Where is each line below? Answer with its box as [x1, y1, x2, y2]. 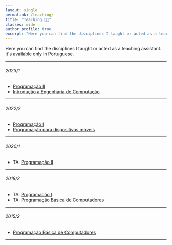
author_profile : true [5, 27, 52, 32]
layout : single [5, 7, 38, 13]
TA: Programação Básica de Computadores [12, 197, 104, 203]
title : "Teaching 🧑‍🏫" [5, 17, 52, 22]
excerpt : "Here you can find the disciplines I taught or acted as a [5, 31, 157, 36]
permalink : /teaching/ [5, 12, 54, 17]
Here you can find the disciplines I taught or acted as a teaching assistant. [5, 46, 162, 51]
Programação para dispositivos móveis [12, 127, 95, 133]
